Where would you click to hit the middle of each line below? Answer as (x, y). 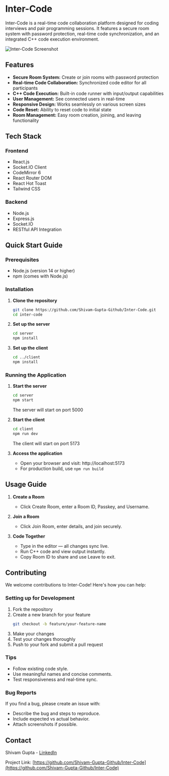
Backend (16, 202)
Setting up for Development (40, 598)
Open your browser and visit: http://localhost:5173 (73, 463)
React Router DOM (32, 178)
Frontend (17, 151)
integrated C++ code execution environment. (52, 39)
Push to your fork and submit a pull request (58, 644)
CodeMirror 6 (27, 173)
